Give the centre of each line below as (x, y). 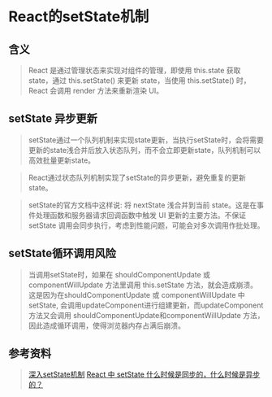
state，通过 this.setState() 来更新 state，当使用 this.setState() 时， (139, 81)
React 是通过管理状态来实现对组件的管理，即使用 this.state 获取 (134, 70)
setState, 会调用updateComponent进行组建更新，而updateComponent (146, 305)
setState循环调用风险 (62, 253)
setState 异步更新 (53, 119)
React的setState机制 (79, 17)
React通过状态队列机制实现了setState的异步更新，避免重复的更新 (137, 177)
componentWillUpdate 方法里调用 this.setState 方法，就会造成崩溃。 (143, 285)
